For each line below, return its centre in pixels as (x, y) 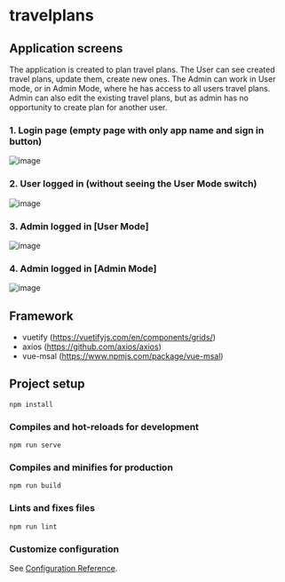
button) (26, 141)
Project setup (47, 384)
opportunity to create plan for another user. (88, 107)
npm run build (36, 486)
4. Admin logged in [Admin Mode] (83, 268)
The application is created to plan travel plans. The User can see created (142, 69)
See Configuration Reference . (63, 568)
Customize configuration (64, 549)
